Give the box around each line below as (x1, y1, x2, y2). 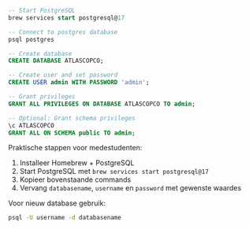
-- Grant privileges (8, 93, 76, 101)
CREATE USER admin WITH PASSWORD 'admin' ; (8, 79, 150, 87)
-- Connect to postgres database (8, 28, 118, 36)
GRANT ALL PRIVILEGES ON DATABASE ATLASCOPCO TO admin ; (8, 100, 195, 108)
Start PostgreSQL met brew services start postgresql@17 (19, 167, 209, 176)
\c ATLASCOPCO (8, 121, 55, 129)
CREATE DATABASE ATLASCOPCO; (8, 57, 104, 65)
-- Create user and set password (8, 71, 118, 79)
